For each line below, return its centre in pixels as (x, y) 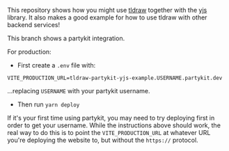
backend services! (34, 25)
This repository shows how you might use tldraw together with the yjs (107, 10)
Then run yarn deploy (48, 104)
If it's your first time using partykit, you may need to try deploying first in (111, 118)
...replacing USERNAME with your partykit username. (79, 91)
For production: (29, 52)
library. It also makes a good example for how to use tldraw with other (107, 17)
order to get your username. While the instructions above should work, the (114, 125)
